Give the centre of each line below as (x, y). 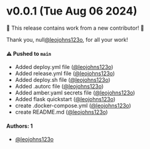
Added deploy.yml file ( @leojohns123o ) (64, 67)
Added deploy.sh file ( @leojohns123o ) (63, 80)
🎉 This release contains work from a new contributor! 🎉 (75, 28)
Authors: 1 (20, 126)
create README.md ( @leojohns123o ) (61, 112)
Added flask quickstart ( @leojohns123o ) (65, 99)
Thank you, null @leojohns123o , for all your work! (67, 39)
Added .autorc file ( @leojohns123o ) (59, 87)
